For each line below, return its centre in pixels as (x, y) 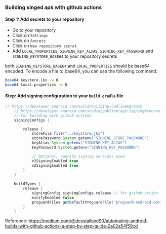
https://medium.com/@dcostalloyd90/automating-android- (88, 221)
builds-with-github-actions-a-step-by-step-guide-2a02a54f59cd (72, 226)
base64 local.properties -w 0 (36, 85)
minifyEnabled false (53, 197)
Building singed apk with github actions (54, 7)
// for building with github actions (53, 116)
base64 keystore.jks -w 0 (32, 80)
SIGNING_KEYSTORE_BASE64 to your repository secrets (65, 56)
